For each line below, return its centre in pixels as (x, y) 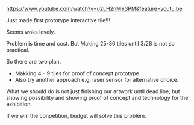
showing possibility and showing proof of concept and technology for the (97, 98)
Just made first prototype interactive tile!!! (58, 20)
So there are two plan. (34, 62)
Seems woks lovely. (31, 32)
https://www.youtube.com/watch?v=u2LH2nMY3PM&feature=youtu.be (94, 9)
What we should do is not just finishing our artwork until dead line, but (93, 91)
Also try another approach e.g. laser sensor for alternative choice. (97, 80)
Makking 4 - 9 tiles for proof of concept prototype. (78, 73)
